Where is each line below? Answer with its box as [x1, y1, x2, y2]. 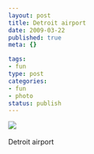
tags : [8, 55, 26, 63]
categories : [8, 77, 47, 85]
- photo [8, 92, 34, 100]
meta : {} [8, 41, 37, 49]
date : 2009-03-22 [8, 26, 66, 34]
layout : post [8, 11, 51, 20]
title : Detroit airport [8, 19, 87, 27]
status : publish [8, 100, 62, 107]
